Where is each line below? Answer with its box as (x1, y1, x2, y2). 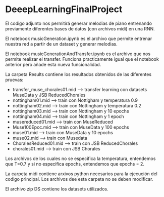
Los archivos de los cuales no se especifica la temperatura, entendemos (5, 155, 156, 162)
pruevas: (5, 76, 24, 83)
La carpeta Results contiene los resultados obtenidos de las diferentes (5, 71, 152, 77)
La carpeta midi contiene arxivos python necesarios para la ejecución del (5, 171, 157, 177)
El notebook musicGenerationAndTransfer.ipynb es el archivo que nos (5, 51, 150, 57)
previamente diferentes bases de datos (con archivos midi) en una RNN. (5, 25, 155, 31)
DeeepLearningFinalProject (5, 4, 123, 15)
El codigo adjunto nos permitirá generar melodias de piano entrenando (5, 20, 152, 26)
